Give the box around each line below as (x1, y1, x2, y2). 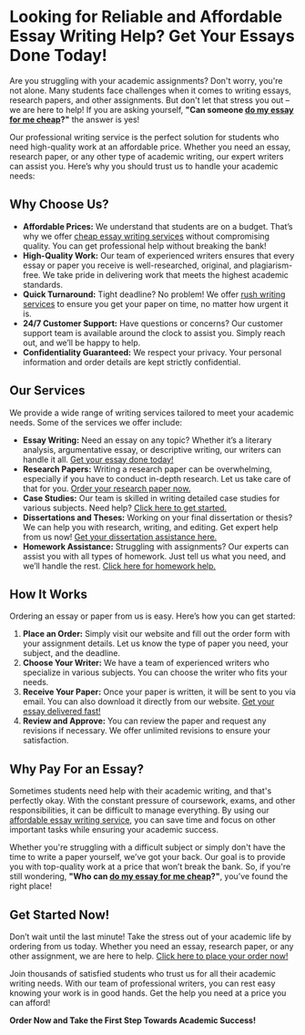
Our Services (9, 383, 86, 398)
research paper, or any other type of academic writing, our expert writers (9, 150, 284, 161)
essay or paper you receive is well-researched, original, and (22, 260, 249, 271)
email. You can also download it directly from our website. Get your (22, 696, 275, 707)
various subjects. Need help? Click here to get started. (22, 502, 228, 513)
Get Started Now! (9, 907, 110, 922)
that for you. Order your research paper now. (22, 483, 191, 494)
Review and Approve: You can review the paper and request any (22, 715, 267, 726)
